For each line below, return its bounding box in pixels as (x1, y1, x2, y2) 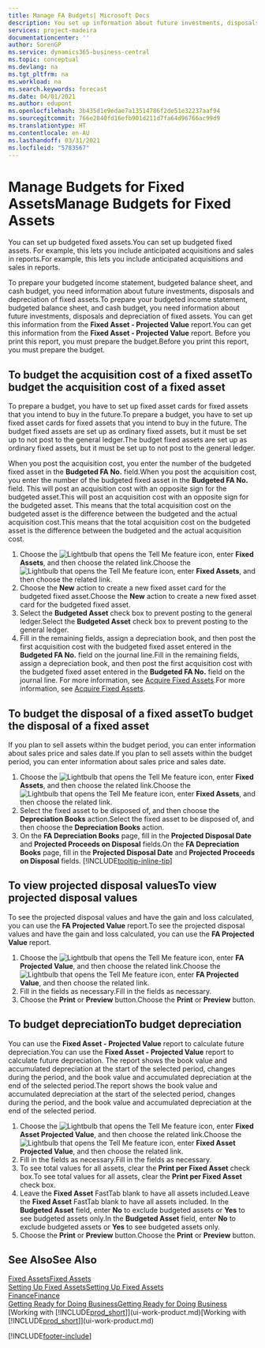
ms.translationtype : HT (8, 122, 87, 130)
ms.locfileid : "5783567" (8, 144, 90, 152)
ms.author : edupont (8, 100, 73, 107)
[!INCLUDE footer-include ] (8, 1331, 92, 1341)
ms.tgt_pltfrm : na (8, 70, 69, 78)
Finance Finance (8, 1291, 61, 1301)
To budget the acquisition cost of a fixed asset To (8, 368, 253, 382)
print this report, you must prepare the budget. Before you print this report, (8, 337, 249, 346)
